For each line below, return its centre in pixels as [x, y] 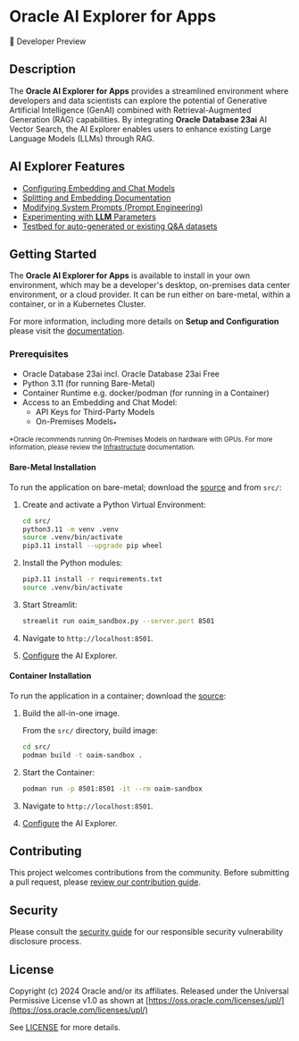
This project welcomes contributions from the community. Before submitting [149, 873]
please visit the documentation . [67, 331]
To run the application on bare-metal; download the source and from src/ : [145, 487]
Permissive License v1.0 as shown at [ [79, 1001]
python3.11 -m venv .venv [70, 529]
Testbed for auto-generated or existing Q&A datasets [120, 226]
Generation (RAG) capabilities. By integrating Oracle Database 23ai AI [138, 119]
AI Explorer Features [67, 167]
